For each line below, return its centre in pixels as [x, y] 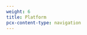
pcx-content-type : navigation [44, 23]
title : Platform [26, 17]
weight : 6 [18, 12]
